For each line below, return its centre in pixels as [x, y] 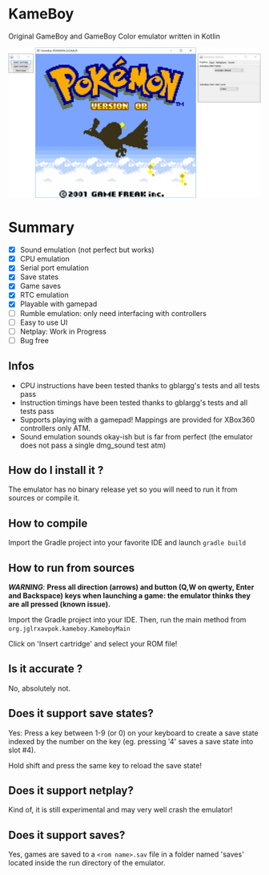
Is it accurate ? [46, 669]
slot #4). [22, 750]
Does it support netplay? [71, 791]
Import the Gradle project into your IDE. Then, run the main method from [127, 620]
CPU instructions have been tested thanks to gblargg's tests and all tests [140, 385]
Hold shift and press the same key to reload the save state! [105, 765]
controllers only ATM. [55, 428]
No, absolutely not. [39, 688]
